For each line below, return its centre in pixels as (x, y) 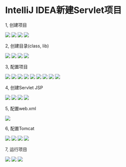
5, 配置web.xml (21, 108)
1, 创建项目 (16, 25)
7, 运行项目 (16, 149)
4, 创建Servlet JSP (24, 87)
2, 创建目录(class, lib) (27, 46)
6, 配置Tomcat (20, 128)
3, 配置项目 (17, 67)
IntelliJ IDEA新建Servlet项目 (63, 10)
